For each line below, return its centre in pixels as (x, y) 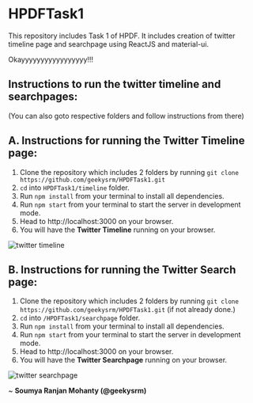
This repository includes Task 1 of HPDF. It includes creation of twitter (122, 36)
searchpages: (43, 97)
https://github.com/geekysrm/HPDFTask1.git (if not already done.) (127, 310)
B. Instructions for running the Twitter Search (122, 270)
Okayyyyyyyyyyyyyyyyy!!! (51, 59)
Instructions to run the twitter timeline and (115, 84)
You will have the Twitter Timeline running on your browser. (117, 230)
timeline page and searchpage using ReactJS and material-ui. (109, 44)
